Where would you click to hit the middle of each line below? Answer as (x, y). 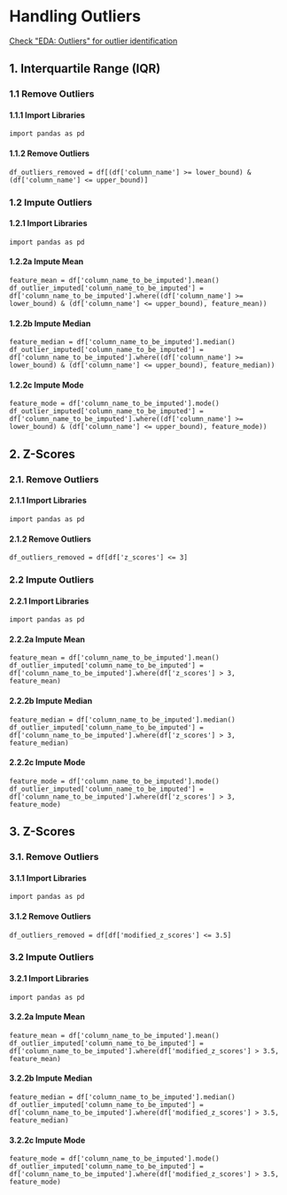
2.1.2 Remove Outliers (50, 539)
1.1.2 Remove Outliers (50, 153)
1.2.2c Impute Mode (47, 385)
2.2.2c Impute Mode (47, 762)
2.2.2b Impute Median (51, 701)
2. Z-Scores (42, 454)
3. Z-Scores (42, 832)
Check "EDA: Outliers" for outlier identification (93, 41)
